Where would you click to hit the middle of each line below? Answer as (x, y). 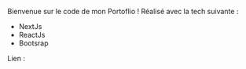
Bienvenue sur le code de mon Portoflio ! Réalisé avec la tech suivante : (123, 11)
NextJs (30, 26)
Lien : (16, 58)
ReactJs (32, 35)
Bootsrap (33, 43)
